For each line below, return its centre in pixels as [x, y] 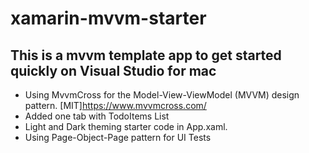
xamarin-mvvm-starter [108, 18]
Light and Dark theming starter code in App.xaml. [126, 126]
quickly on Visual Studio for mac [113, 70]
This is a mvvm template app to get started [146, 55]
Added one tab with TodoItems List [97, 116]
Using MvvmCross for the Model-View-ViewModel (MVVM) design [162, 95]
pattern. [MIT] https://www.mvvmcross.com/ [115, 105]
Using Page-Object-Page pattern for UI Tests [118, 137]
